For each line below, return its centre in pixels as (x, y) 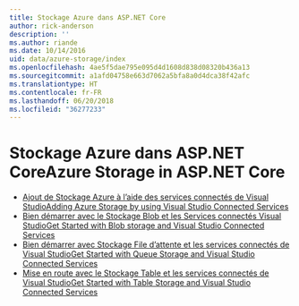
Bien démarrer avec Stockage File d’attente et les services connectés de (156, 245)
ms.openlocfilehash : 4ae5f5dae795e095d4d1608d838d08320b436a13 (130, 68)
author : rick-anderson (51, 26)
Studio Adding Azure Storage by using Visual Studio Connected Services (155, 207)
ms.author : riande (43, 42)
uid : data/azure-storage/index (68, 59)
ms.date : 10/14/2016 (48, 51)
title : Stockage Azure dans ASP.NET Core (88, 17)
